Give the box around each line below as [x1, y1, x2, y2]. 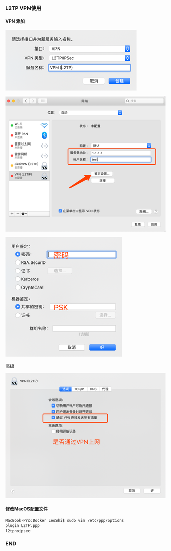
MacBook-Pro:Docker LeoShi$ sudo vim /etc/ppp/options [5, 518, 124, 523]
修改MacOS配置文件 [5, 506, 48, 512]
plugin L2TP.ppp [5, 523, 40, 528]
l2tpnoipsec [5, 528, 31, 533]
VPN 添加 [5, 18, 25, 24]
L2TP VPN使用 [5, 4, 42, 11]
